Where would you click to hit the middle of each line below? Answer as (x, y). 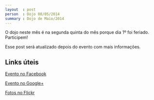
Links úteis (22, 62)
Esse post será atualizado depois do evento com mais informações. (73, 47)
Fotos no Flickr (20, 93)
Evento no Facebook (26, 74)
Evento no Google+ (24, 83)
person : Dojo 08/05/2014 (32, 14)
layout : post (20, 9)
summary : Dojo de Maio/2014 (35, 18)
